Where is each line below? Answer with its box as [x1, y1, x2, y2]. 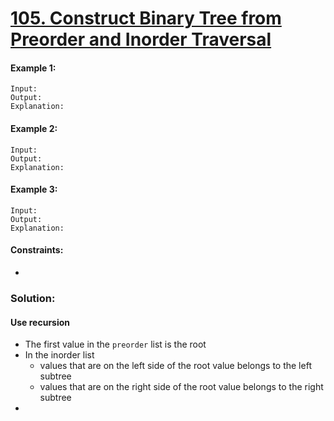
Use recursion [10, 316, 71, 328]
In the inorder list [24, 349, 95, 361]
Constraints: [10, 244, 64, 256]
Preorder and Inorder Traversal [10, 28, 272, 51]
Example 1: [10, 62, 57, 74]
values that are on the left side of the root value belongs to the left [39, 360, 312, 372]
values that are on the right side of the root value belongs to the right [39, 381, 324, 393]
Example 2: [10, 122, 58, 134]
